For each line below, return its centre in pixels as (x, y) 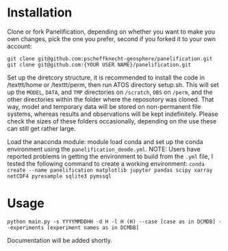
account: (20, 46)
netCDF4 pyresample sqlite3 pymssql (59, 176)
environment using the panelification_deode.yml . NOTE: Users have (104, 149)
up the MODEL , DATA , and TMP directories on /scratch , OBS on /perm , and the (110, 92)
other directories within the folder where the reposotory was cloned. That (111, 99)
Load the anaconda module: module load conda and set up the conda (105, 141)
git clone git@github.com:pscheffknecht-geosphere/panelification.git (110, 59)
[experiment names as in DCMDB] (93, 228)
